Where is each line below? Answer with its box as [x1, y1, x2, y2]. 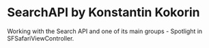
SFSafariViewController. [7, 34, 74, 42]
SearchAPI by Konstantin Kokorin [7, 5, 200, 20]
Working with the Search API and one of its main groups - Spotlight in [7, 27, 203, 35]
